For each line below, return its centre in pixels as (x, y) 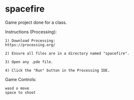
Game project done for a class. (36, 22)
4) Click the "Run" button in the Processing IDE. (57, 70)
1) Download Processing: (30, 41)
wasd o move (17, 88)
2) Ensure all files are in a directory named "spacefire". (67, 53)
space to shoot (20, 92)
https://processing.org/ (30, 45)
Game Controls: (21, 79)
